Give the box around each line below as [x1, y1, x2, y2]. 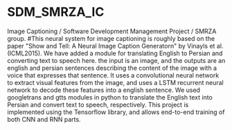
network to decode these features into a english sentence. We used [7, 86, 201, 94]
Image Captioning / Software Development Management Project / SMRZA [7, 27, 217, 35]
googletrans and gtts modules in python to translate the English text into [7, 93, 213, 101]
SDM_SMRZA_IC [7, 4, 105, 20]
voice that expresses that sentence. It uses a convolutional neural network [7, 71, 220, 80]
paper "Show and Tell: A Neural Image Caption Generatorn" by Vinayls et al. [7, 41, 224, 50]
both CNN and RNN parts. [7, 115, 81, 123]
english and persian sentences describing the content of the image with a [7, 64, 217, 72]
